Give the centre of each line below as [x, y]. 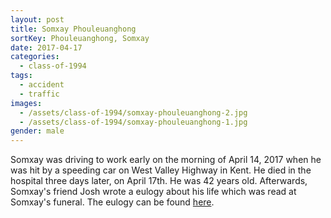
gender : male [37, 131]
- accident [42, 85]
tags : [21, 76]
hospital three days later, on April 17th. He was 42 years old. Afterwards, [159, 181]
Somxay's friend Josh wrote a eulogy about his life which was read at [153, 192]
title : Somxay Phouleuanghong [73, 29]
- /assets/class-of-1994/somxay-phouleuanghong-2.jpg [133, 112]
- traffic [39, 94]
